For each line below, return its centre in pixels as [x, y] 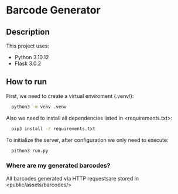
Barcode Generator [53, 10]
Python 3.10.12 [32, 57]
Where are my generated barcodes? [58, 166]
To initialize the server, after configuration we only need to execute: [87, 140]
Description [28, 32]
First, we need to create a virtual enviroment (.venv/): [70, 96]
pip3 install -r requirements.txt [53, 129]
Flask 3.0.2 [28, 63]
